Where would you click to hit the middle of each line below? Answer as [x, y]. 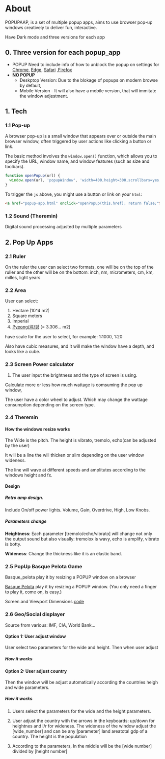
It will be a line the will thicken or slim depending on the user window [75, 455]
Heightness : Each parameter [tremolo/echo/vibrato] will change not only [79, 534]
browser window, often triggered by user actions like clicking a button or [78, 142]
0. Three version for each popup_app [63, 53]
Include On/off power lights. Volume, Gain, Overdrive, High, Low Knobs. [78, 510]
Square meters [27, 316]
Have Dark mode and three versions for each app [55, 37]
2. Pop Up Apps [29, 242]
